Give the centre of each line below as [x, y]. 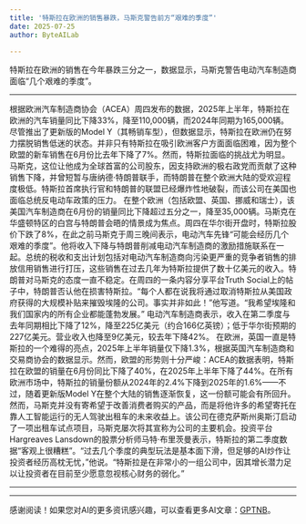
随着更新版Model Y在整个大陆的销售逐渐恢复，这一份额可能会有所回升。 [160, 394]
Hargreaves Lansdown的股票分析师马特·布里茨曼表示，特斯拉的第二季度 [144, 439]
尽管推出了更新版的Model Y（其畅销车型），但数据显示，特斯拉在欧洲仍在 [147, 132]
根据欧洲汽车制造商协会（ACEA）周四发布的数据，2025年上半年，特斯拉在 [149, 109]
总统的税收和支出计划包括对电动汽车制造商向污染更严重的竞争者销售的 [157, 257]
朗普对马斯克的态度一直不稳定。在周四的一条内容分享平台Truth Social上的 [148, 280]
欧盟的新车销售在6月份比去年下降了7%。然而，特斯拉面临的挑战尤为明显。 [150, 155]
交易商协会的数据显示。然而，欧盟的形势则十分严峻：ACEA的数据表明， [144, 360]
